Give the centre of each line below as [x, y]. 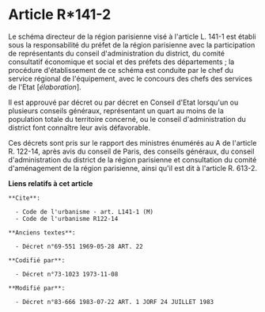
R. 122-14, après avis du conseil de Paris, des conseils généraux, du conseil [131, 151]
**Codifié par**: [37, 260]
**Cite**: [25, 198]
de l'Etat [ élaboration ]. [45, 87]
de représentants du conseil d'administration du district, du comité [117, 53]
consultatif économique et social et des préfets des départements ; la [121, 62]
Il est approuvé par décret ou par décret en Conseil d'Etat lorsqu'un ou [123, 102]
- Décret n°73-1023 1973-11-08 [67, 274]
